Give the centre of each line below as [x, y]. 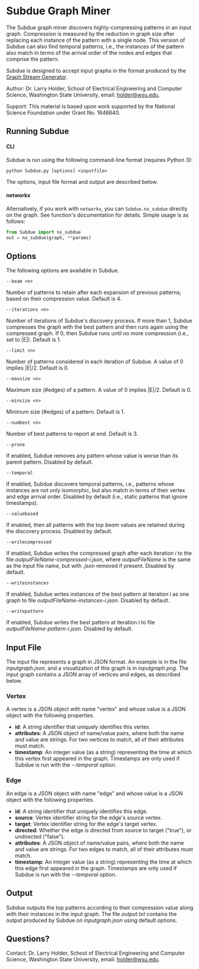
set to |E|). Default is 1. [34, 340]
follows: [16, 221]
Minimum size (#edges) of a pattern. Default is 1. [66, 412]
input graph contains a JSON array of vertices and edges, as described [93, 674]
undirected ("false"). [40, 836]
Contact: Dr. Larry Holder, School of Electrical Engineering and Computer [96, 953]
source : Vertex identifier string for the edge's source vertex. [88, 817]
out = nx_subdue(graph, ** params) [49, 237]
